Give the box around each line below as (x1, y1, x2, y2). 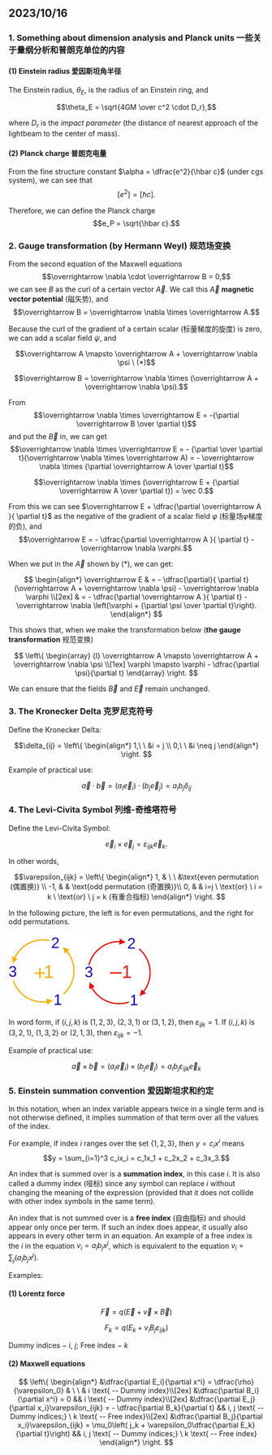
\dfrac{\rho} (214, 1376, 254, 1387)
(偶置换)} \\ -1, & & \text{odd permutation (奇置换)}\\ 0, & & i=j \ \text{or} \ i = (10, 882, 263, 892)
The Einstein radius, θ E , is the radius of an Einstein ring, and (8, 84, 209, 97)
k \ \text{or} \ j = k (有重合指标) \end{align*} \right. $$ (47, 892, 226, 902)
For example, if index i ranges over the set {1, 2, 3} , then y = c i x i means (8, 1137, 245, 1150)
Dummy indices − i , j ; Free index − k (8, 1340, 128, 1350)
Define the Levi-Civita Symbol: (8, 823, 111, 833)
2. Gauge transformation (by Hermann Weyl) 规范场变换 (8, 240, 231, 251)
